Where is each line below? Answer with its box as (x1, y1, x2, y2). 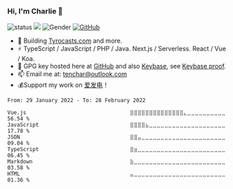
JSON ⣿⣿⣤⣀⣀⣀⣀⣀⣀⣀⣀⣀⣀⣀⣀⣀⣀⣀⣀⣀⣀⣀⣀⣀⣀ (7, 134, 226, 141)
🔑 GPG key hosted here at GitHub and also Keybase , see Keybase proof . (17, 62, 227, 71)
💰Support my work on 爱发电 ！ (17, 80, 109, 90)
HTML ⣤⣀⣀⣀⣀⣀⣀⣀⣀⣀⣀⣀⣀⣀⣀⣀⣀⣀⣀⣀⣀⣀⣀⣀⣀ (7, 171, 226, 178)
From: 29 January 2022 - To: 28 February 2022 (7, 97, 146, 104)
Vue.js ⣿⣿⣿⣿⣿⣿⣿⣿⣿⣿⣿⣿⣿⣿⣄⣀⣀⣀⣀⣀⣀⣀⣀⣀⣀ (7, 109, 226, 116)
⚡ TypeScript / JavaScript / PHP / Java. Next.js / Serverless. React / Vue (17, 45, 227, 53)
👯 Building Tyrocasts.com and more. (17, 36, 123, 45)
